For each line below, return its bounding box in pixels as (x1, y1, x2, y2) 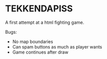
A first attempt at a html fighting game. (5, 19, 85, 25)
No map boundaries (12, 38, 53, 45)
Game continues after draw (12, 49, 69, 55)
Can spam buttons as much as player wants (12, 44, 103, 50)
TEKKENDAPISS (5, 3, 73, 14)
